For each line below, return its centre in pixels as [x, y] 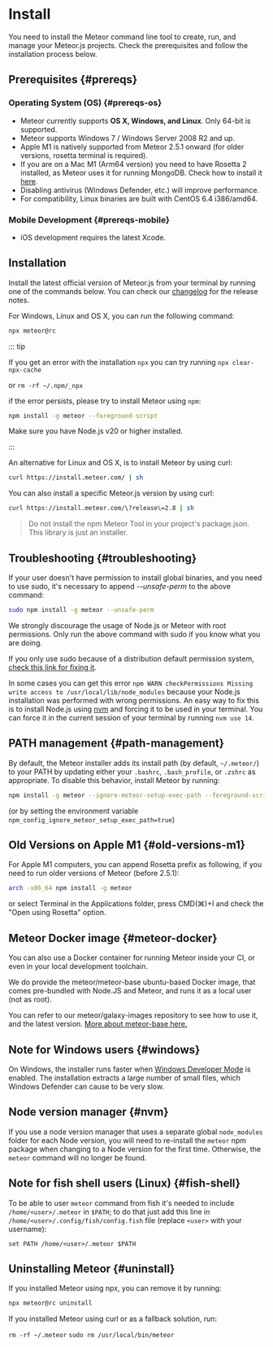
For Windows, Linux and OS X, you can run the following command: [121, 315]
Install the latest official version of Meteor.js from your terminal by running [132, 283]
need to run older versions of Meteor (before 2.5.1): [94, 874]
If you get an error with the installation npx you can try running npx [119, 362]
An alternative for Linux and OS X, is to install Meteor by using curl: [121, 463]
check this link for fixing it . [53, 667]
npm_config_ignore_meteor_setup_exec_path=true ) [92, 819]
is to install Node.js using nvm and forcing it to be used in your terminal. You [136, 709]
